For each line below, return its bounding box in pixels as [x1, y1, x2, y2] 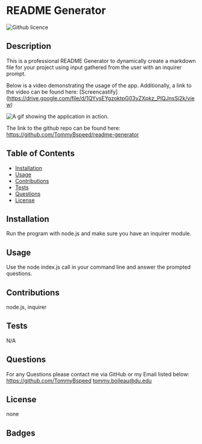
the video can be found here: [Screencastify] [6, 88, 118, 95]
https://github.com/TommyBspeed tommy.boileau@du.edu [6, 377, 152, 384]
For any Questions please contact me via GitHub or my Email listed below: [6, 370, 190, 378]
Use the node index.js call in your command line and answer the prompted [6, 263, 191, 271]
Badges [6, 428, 36, 438]
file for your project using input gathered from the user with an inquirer [6, 63, 182, 71]
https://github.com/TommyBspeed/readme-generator [6, 130, 139, 138]
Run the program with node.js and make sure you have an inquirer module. [6, 230, 192, 237]
